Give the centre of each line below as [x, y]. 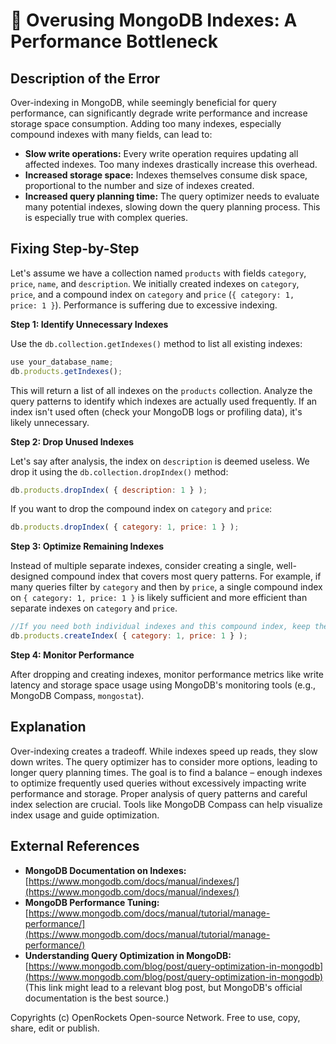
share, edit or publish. [55, 1028]
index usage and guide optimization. [85, 815]
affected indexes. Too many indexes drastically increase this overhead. [171, 164]
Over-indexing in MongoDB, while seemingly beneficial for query [143, 102]
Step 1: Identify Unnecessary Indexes [89, 324]
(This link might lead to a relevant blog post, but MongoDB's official [163, 987]
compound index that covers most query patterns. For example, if [186, 576]
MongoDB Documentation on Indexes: [105, 870]
